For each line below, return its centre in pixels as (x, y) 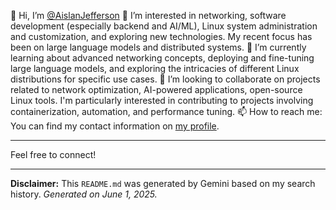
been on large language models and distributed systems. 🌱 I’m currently (158, 47)
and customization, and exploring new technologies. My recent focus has (161, 36)
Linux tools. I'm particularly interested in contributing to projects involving (162, 100)
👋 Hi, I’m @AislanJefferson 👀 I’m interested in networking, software (148, 15)
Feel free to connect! (53, 154)
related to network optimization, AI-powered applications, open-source (156, 89)
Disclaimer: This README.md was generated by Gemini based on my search (163, 183)
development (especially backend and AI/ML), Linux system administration (164, 26)
